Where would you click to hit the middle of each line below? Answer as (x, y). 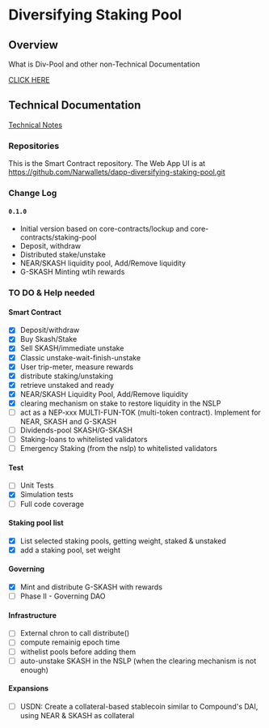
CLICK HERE (29, 80)
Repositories (34, 146)
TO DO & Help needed (52, 293)
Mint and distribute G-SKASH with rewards (91, 587)
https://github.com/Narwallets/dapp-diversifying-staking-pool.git (117, 172)
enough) (34, 670)
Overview (34, 45)
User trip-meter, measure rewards (77, 367)
